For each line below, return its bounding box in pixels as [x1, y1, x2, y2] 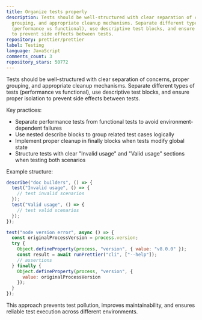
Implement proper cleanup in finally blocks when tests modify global [14, 137, 185, 144]
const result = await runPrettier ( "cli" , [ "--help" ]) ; [17, 252, 158, 258]
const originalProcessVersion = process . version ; [11, 235, 138, 241]
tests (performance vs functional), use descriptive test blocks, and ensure [6, 88, 189, 95]
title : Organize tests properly [6, 8, 87, 15]
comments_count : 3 [6, 53, 52, 59]
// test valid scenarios [17, 207, 79, 213]
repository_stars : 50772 [6, 59, 69, 65]
